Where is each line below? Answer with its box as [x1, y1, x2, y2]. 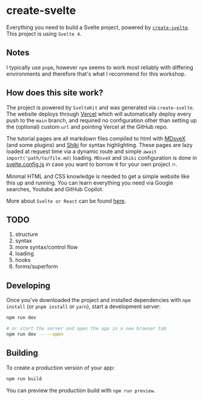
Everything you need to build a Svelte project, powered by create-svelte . [6, 24, 190, 31]
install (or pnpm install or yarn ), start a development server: [6, 303, 161, 310]
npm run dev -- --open [6, 331, 64, 337]
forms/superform [15, 263, 58, 270]
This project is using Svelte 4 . [6, 30, 82, 37]
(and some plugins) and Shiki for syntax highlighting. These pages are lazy [6, 141, 193, 148]
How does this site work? [6, 88, 104, 98]
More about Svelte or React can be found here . [6, 197, 126, 205]
